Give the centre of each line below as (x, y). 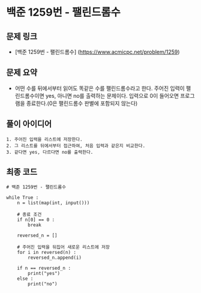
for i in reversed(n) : (47, 253)
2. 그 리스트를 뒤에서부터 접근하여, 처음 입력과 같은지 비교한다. (76, 146)
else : (25, 279)
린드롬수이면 (30, 95)
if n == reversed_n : (44, 268)
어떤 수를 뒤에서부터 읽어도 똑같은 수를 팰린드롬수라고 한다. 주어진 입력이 (100, 88)
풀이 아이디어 (29, 124)
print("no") (43, 284)
